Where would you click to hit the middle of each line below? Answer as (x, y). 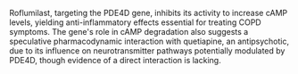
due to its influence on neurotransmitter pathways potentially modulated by (147, 51)
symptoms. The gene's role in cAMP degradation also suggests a (129, 32)
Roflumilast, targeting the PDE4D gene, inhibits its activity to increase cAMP (149, 13)
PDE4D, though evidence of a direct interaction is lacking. (115, 60)
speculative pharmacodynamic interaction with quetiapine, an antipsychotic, (149, 41)
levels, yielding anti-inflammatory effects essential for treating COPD (135, 22)
